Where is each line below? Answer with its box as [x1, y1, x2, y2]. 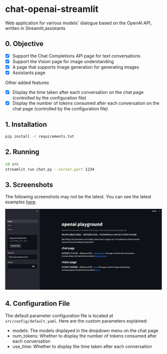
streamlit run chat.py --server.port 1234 [5, 167, 94, 172]
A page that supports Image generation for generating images [12, 64, 139, 70]
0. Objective [5, 40, 44, 48]
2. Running [5, 148, 40, 156]
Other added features [5, 80, 49, 86]
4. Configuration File [5, 299, 70, 308]
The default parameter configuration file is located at [5, 312, 113, 319]
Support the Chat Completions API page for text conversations [12, 53, 141, 59]
